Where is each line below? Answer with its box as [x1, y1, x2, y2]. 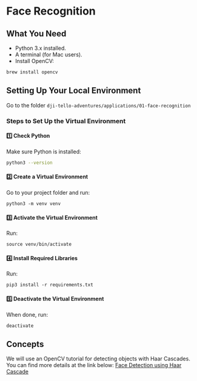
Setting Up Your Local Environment [6, 86, 141, 96]
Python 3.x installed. [15, 44, 67, 52]
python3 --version [6, 160, 53, 166]
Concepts [6, 339, 44, 349]
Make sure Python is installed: [6, 147, 82, 155]
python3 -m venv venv [6, 201, 61, 207]
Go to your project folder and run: [6, 189, 90, 197]
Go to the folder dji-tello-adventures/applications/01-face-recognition [6, 101, 191, 109]
